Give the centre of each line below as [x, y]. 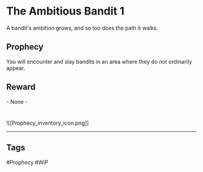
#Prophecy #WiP [27, 162]
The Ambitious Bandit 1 [66, 11]
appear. [16, 68]
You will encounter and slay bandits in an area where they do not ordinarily [99, 61]
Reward [21, 87]
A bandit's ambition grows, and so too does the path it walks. [82, 28]
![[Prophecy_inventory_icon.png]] [48, 123]
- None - [17, 102]
